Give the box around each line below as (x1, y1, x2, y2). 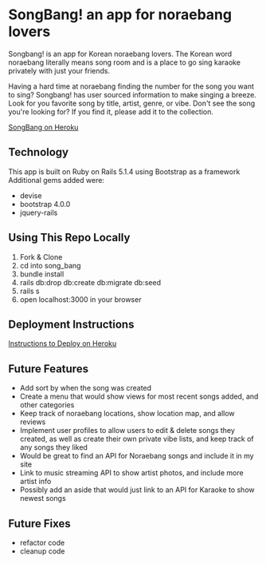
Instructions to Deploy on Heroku (8, 339, 117, 348)
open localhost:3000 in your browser (19, 294, 142, 304)
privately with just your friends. (8, 66, 111, 75)
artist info (19, 477, 52, 487)
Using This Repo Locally (8, 231, 131, 244)
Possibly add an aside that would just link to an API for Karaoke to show (19, 485, 255, 494)
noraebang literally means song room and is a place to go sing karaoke (8, 58, 241, 67)
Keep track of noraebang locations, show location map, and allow (19, 409, 235, 419)
